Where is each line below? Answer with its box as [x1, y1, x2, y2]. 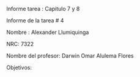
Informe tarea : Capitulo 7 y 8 [6, 5, 80, 12]
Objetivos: [6, 64, 32, 71]
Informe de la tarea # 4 [6, 17, 64, 24]
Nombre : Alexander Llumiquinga [6, 28, 89, 36]
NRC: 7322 [6, 41, 34, 47]
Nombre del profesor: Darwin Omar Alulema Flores [6, 52, 134, 59]
